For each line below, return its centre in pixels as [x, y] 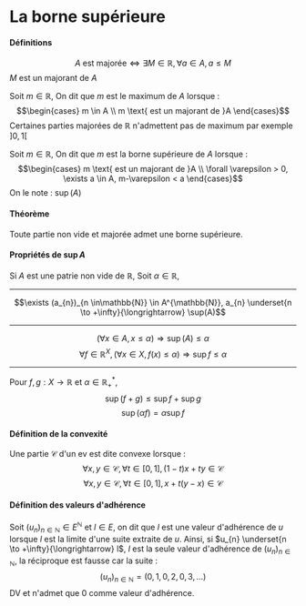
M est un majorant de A [53, 78]
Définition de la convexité [59, 433]
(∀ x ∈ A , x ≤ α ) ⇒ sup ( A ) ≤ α [153, 338]
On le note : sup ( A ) [46, 193]
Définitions [31, 42]
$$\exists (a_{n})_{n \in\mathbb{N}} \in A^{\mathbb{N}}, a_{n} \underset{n [153, 302]
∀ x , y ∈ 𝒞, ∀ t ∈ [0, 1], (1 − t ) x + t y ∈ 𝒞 [153, 469]
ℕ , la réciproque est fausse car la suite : [83, 561]
